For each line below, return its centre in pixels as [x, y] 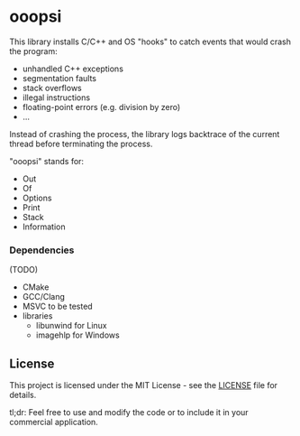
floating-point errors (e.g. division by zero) [101, 107]
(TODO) [24, 270]
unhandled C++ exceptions [73, 69]
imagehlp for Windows [77, 335]
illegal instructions [56, 97]
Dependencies [42, 250]
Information [44, 227]
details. [23, 395]
